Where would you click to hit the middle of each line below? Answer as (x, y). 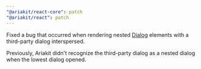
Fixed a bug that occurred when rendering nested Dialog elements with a (98, 34)
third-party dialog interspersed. (46, 41)
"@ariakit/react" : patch (38, 18)
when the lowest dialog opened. (46, 59)
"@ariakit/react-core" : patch (45, 12)
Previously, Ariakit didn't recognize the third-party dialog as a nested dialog (101, 53)
